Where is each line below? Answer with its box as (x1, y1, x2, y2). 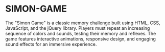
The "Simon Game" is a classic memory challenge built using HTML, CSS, (5, 20, 160, 26)
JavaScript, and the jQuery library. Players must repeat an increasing (5, 25, 150, 31)
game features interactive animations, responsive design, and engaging (5, 36, 156, 42)
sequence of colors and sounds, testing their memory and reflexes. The (5, 30, 156, 36)
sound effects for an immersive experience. (5, 41, 97, 47)
